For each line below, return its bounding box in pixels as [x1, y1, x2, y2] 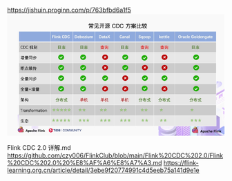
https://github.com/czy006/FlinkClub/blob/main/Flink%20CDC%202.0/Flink [7, 151, 223, 160]
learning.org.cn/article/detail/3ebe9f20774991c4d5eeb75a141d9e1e [7, 166, 200, 175]
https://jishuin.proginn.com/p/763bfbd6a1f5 [7, 6, 131, 14]
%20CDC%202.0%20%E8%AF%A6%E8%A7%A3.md [7, 159, 162, 167]
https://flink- [163, 159, 199, 167]
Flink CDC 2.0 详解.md [7, 144, 71, 152]
